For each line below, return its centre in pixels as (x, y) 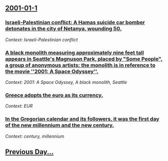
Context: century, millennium (35, 136)
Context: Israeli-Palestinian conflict (41, 39)
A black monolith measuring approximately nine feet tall (74, 52)
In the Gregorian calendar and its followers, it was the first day (82, 119)
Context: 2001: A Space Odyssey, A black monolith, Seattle (66, 82)
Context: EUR (19, 106)
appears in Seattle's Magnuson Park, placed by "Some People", (84, 58)
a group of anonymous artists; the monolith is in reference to (80, 65)
